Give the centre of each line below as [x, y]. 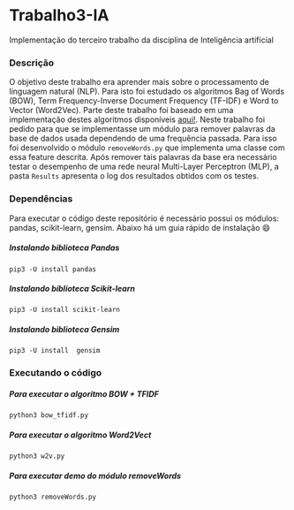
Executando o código [56, 373]
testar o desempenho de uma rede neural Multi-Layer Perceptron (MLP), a [144, 167]
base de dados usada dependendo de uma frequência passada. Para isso [143, 139]
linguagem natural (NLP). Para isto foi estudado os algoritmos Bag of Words [147, 91]
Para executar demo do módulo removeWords [95, 476]
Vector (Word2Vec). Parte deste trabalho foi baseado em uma [121, 110]
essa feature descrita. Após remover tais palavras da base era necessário [143, 157]
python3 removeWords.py [53, 497]
